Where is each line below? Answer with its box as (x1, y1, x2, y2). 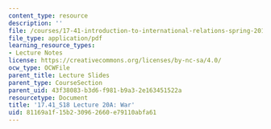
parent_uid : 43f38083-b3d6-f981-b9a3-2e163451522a (8, 86, 182, 95)
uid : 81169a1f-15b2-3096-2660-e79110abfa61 (8, 109, 157, 117)
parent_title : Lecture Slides (8, 71, 110, 79)
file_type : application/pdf (8, 34, 103, 42)
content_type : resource (8, 11, 89, 20)
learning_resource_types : (8, 42, 95, 50)
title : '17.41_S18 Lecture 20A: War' (8, 101, 135, 109)
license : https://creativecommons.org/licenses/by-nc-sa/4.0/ (8, 57, 222, 65)
